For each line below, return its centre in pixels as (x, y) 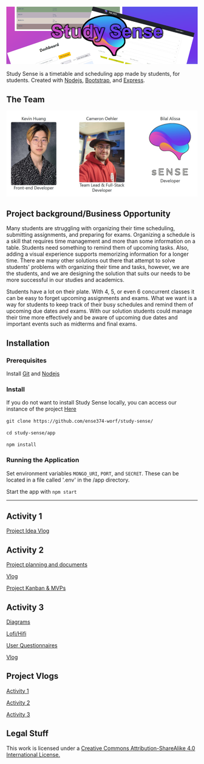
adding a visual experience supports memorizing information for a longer (98, 254)
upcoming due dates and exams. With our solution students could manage (99, 311)
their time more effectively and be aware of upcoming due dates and (92, 318)
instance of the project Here (42, 409)
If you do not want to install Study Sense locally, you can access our (92, 403)
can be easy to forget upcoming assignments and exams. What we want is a (102, 298)
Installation (28, 343)
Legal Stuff (27, 733)
